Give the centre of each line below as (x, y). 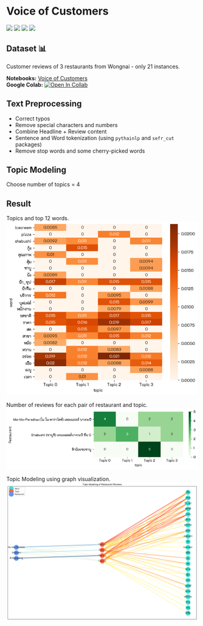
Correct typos (33, 118)
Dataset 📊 (26, 49)
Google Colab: (25, 85)
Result (19, 203)
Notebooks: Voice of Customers (47, 78)
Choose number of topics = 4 (43, 184)
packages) (29, 144)
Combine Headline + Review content (61, 131)
